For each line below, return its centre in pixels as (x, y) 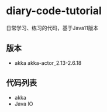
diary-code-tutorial (54, 11)
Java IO (24, 104)
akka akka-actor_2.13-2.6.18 (48, 62)
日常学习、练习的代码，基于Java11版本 (52, 28)
